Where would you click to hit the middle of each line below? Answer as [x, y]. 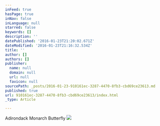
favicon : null [24, 81]
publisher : [16, 63]
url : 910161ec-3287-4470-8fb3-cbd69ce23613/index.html [62, 95]
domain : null [23, 73]
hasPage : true [19, 14]
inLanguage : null [23, 23]
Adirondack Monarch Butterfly [35, 118]
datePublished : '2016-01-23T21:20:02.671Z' [50, 41]
